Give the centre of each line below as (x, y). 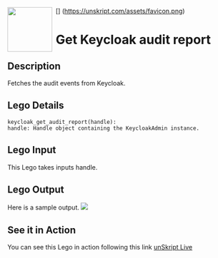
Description (34, 66)
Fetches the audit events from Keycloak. (66, 83)
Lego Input (32, 150)
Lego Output (36, 190)
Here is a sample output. (44, 207)
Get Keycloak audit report (134, 40)
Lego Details (36, 106)
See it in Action (42, 230)
